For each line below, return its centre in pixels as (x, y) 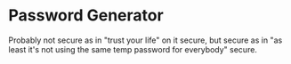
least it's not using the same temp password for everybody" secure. (133, 49)
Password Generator (86, 16)
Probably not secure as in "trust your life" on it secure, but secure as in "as (145, 40)
